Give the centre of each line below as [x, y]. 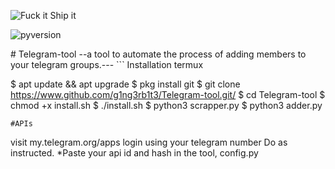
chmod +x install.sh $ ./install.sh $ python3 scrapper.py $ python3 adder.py [166, 105]
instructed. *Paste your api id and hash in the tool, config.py [134, 153]
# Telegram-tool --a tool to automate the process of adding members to [158, 54]
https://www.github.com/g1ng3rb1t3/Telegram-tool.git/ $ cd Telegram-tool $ [168, 94]
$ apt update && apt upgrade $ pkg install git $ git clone [125, 84]
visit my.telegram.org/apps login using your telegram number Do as [149, 142]
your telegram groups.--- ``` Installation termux [107, 64]
